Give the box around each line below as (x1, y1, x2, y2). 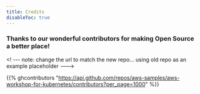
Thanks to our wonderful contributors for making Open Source (6, 35, 195, 43)
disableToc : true (6, 15, 50, 21)
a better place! (6, 42, 50, 50)
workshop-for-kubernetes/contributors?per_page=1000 (6, 80, 146, 88)
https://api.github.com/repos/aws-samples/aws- (58, 74, 180, 81)
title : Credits (6, 8, 45, 15)
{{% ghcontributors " (6, 74, 59, 81)
